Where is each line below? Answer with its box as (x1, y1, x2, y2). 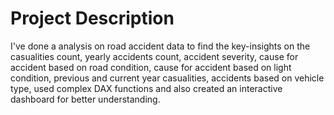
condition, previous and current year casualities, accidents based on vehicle (10, 72, 325, 84)
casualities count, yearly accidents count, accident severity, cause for (10, 50, 299, 62)
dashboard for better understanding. (10, 93, 161, 105)
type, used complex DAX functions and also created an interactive (10, 82, 283, 94)
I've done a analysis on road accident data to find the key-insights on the (10, 40, 311, 52)
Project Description (10, 7, 175, 30)
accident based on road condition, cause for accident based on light (10, 61, 292, 73)
